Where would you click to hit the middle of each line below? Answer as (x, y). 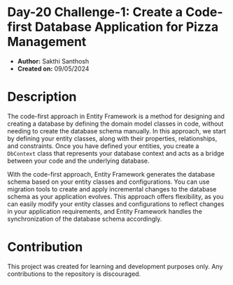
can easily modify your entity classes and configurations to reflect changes (116, 204)
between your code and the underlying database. (78, 161)
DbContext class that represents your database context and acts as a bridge (116, 153)
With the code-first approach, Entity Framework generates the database (111, 174)
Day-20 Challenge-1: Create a (95, 12)
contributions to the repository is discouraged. (74, 274)
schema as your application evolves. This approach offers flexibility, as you (115, 196)
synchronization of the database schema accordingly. (85, 219)
